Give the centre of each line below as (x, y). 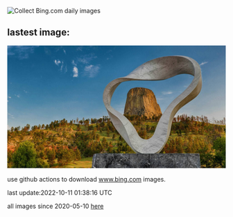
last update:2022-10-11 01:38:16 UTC (60, 193)
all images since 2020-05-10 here (55, 206)
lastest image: (38, 32)
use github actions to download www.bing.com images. (87, 180)
